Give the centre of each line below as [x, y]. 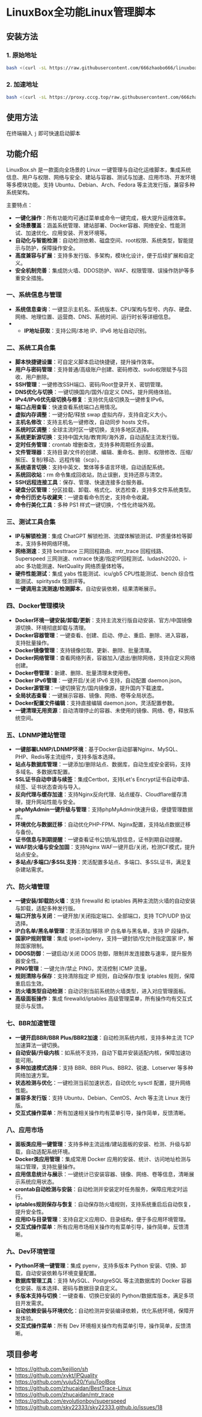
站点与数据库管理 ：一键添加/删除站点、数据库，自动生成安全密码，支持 [103, 764]
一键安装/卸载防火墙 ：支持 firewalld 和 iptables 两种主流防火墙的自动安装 [105, 901]
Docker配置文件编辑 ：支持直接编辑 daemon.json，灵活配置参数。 [96, 703]
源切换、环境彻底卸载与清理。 [52, 628]
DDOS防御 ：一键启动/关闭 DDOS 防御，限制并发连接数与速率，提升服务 [103, 954]
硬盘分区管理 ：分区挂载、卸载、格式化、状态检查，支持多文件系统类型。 [104, 490]
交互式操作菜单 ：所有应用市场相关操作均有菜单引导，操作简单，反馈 [99, 1227]
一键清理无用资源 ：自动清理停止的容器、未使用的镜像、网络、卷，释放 [102, 710]
